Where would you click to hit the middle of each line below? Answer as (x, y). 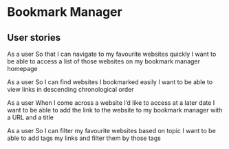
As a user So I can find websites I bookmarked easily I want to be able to (110, 82)
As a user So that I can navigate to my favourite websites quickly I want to (112, 54)
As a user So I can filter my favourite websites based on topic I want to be (112, 131)
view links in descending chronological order (70, 89)
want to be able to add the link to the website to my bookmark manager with (115, 110)
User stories (34, 38)
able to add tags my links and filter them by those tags (84, 138)
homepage (22, 69)
